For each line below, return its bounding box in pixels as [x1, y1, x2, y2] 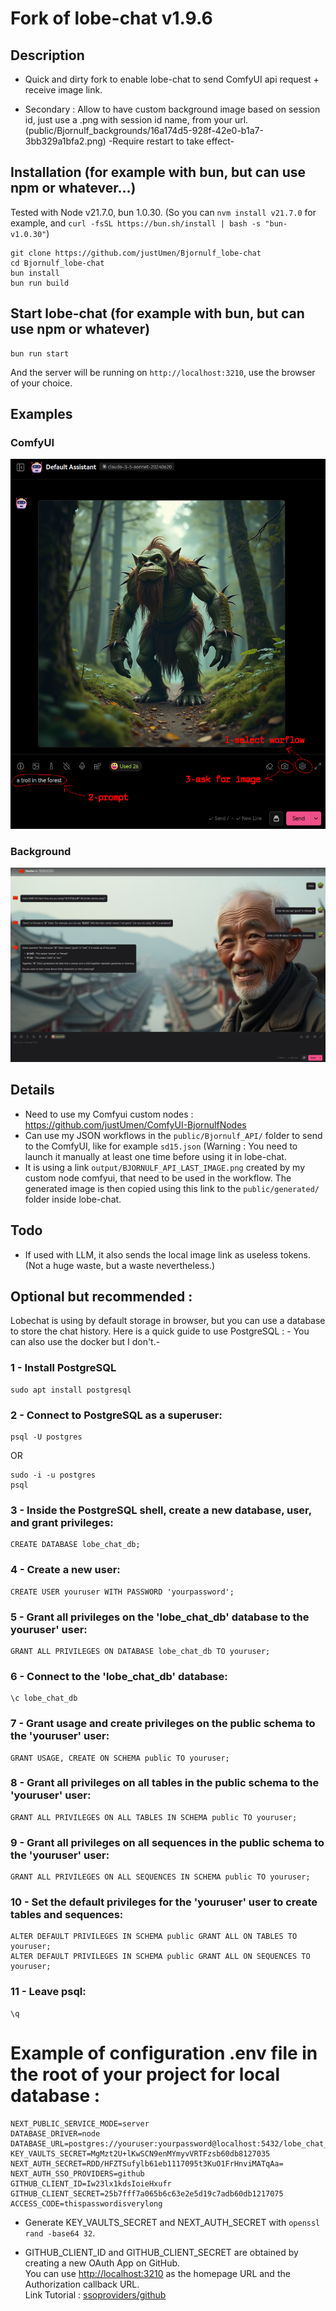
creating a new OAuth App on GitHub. [24, 2257, 181, 2269]
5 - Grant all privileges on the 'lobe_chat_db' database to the [10, 1610, 310, 1624]
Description [10, 47, 85, 64]
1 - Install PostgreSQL [10, 1361, 117, 1375]
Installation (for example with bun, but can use [10, 164, 306, 181]
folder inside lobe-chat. [24, 1193, 122, 1205]
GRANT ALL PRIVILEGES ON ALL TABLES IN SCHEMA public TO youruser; [10, 1812, 298, 1822]
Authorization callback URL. [24, 2278, 140, 2290]
